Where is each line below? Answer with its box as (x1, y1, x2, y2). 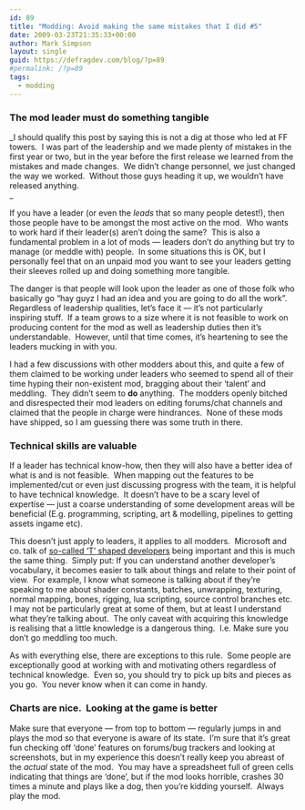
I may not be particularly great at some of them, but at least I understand (9, 603, 282, 614)
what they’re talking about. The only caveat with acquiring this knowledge (9, 613, 289, 624)
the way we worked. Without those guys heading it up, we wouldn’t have (9, 170, 284, 181)
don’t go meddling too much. (9, 633, 118, 643)
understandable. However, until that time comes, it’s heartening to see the (9, 331, 289, 342)
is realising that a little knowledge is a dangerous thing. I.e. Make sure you (9, 623, 290, 633)
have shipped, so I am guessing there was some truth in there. (9, 416, 243, 428)
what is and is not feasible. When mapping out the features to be (9, 470, 254, 481)
